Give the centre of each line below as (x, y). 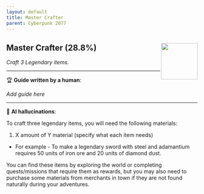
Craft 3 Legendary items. (38, 62)
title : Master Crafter (35, 18)
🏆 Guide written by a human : (44, 80)
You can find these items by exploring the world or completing (84, 165)
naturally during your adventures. (48, 184)
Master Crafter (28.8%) (52, 48)
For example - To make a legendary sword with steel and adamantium (102, 147)
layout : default (27, 12)
